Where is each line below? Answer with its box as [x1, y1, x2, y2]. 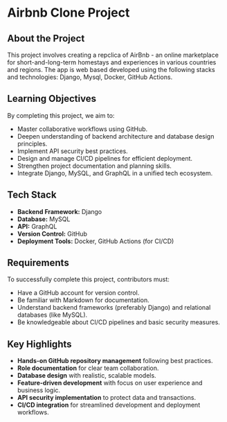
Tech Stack [7, 189, 57, 201]
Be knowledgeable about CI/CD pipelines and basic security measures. [17, 318, 220, 326]
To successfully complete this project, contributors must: [7, 275, 170, 283]
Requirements [7, 257, 69, 269]
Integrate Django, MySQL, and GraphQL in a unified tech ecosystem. [17, 168, 213, 177]
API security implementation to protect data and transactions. [17, 394, 196, 402]
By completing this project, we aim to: [7, 111, 115, 119]
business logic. [17, 386, 61, 394]
